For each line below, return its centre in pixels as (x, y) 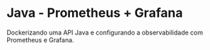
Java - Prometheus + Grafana (95, 13)
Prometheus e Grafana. (41, 39)
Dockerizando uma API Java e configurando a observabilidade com (105, 32)
